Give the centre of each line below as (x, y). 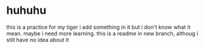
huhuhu (26, 10)
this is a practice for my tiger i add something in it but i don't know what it (98, 27)
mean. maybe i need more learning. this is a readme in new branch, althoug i (102, 33)
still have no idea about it (37, 40)
